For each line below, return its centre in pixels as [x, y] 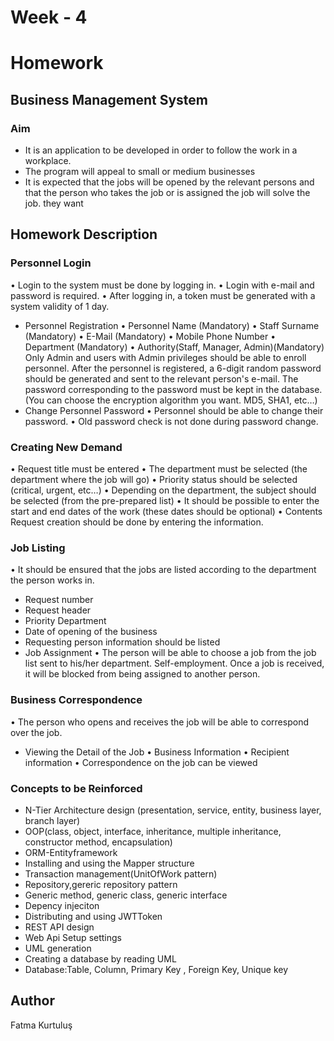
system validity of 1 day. [60, 306]
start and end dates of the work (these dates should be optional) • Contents [166, 512]
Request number [59, 600]
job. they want [54, 203]
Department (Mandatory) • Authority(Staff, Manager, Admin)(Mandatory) [174, 347]
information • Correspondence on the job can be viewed [141, 762]
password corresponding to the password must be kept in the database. [173, 389]
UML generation [58, 948]
